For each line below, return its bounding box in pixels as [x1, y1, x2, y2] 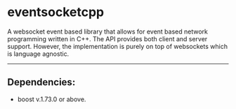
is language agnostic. [7, 50, 70, 58]
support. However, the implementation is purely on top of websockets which [7, 42, 228, 50]
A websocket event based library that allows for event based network [7, 27, 209, 36]
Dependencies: [7, 76, 76, 88]
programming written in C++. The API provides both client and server [7, 34, 208, 43]
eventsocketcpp [7, 4, 104, 20]
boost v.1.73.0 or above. [17, 95, 86, 103]
